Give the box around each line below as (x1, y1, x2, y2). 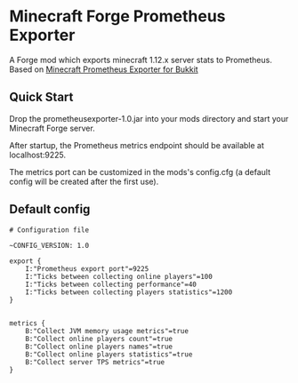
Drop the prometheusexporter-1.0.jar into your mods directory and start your (9, 113, 289, 124)
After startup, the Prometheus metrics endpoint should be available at (9, 140, 265, 150)
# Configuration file (9, 225, 90, 235)
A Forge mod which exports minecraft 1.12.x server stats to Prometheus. (9, 54, 273, 65)
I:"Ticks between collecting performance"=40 (25, 280, 197, 289)
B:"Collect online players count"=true (25, 334, 173, 343)
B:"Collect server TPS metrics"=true (25, 357, 165, 366)
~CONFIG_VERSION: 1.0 (9, 241, 90, 250)
